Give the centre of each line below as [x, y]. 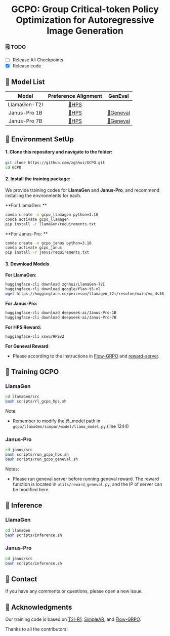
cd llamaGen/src [22, 397]
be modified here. [31, 490]
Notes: [12, 469]
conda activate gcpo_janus [34, 248]
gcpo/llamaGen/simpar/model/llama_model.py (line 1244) [71, 426]
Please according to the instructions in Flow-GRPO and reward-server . [86, 356]
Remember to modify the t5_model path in [56, 421]
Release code [27, 66]
